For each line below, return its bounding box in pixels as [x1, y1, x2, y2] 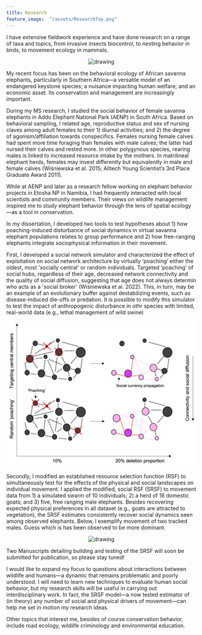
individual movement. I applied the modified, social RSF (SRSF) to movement [6, 485, 197, 493]
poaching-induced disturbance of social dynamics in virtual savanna [6, 226, 177, 233]
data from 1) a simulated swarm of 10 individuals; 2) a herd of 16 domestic [6, 492, 189, 499]
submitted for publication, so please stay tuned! [6, 554, 125, 561]
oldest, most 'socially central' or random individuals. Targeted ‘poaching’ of [6, 264, 194, 271]
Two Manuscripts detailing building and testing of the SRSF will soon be [6, 548, 185, 555]
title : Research [6, 10, 47, 16]
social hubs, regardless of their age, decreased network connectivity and [6, 270, 188, 277]
